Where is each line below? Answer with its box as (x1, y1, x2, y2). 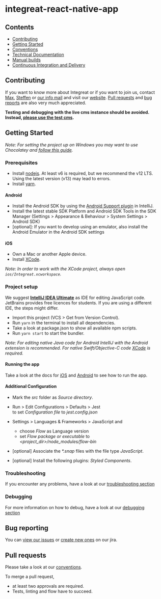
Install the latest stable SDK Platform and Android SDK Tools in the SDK (12, 208, 157, 214)
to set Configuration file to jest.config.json (12, 409, 98, 415)
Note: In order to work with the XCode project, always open (5, 266, 126, 272)
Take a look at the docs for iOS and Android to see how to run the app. (5, 372, 148, 378)
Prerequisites (5, 159, 38, 166)
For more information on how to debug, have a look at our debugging (5, 504, 145, 510)
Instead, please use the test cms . (5, 114, 75, 120)
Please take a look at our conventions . (5, 564, 82, 570)
